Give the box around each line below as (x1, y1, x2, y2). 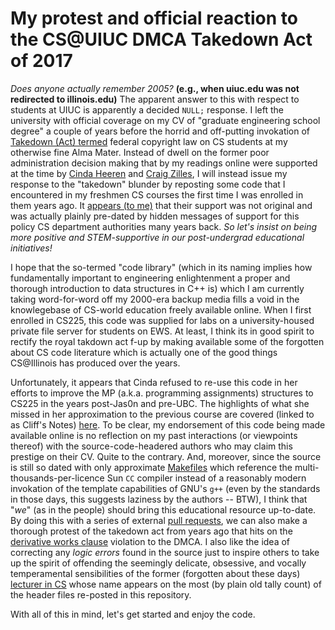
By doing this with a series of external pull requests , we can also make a (10, 514, 308, 526)
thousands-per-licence (10, 472, 105, 484)
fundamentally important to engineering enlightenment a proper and (10, 272, 291, 284)
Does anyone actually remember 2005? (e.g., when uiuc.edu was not (10, 82, 300, 94)
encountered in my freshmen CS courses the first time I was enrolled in (10, 188, 304, 201)
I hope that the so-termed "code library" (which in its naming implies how (10, 261, 313, 273)
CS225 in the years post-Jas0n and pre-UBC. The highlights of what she (10, 397, 310, 409)
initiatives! (10, 242, 53, 254)
